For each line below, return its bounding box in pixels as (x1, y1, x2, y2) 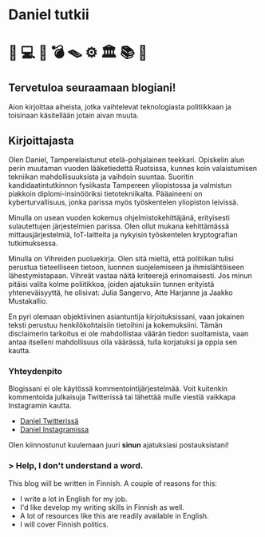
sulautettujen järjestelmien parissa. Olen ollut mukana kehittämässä (8, 221, 230, 231)
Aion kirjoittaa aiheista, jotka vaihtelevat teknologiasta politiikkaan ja (8, 102, 231, 112)
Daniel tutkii (8, 6, 89, 24)
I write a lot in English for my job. (19, 494, 128, 503)
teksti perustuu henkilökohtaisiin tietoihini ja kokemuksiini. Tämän (8, 320, 223, 329)
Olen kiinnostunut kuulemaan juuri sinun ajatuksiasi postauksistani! (8, 440, 229, 450)
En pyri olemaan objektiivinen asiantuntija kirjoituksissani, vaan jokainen (8, 312, 245, 321)
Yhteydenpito (8, 365, 62, 376)
